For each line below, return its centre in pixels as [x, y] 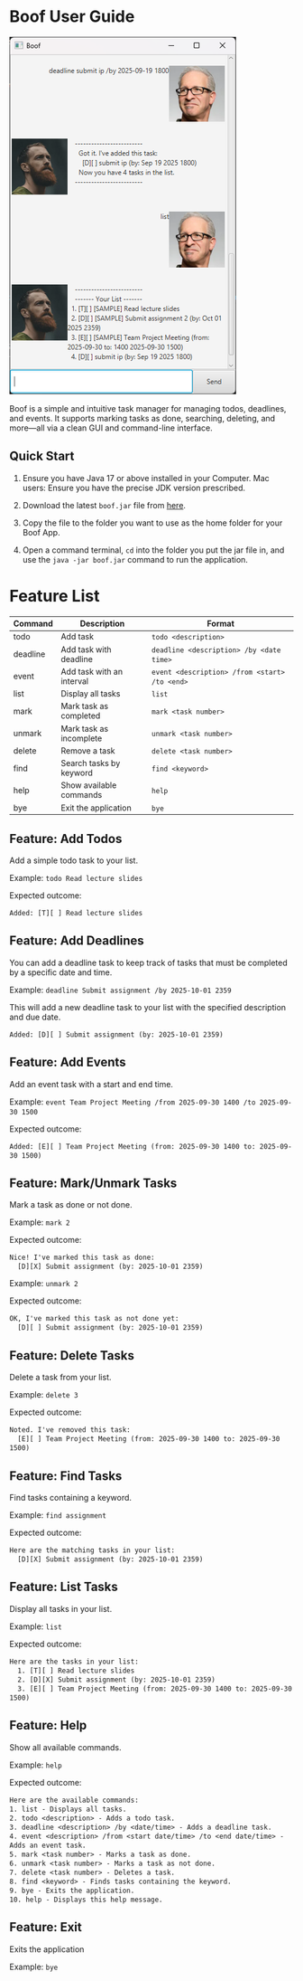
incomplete [82, 738]
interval [74, 681]
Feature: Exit [46, 1927]
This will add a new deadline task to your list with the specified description [148, 1007]
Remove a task [88, 750]
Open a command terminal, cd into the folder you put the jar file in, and [153, 550]
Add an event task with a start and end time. [92, 1084]
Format [220, 624]
